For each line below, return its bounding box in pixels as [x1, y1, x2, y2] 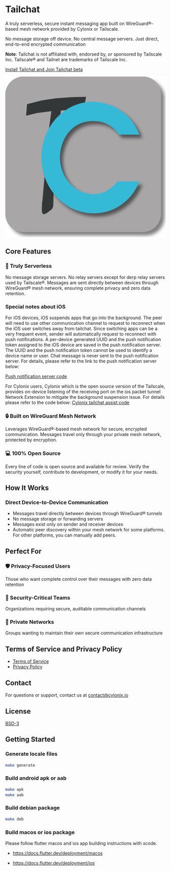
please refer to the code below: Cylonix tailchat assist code [5, 399, 130, 405]
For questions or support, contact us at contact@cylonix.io [5, 692, 129, 698]
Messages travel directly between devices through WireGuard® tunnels [12, 510, 162, 517]
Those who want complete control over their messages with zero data [5, 576, 152, 582]
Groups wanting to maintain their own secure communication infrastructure [5, 630, 163, 636]
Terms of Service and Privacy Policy [5, 645, 122, 653]
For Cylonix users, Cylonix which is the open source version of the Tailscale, [5, 383, 165, 389]
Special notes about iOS [5, 303, 66, 310]
